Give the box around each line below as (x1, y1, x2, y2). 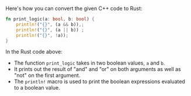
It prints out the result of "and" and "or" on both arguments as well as (13, 66, 182, 73)
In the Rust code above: (5, 48, 62, 55)
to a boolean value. (13, 84, 61, 91)
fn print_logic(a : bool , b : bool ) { (5, 16, 95, 22)
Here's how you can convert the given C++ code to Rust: (5, 5, 143, 12)
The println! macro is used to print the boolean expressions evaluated (13, 78, 185, 85)
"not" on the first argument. (13, 72, 81, 79)
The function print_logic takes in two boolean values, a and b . (13, 59, 165, 66)
